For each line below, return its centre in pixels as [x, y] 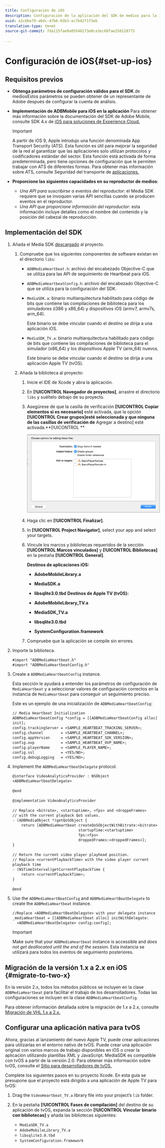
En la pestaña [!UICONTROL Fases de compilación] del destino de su [83, 1105]
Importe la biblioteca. [34, 651]
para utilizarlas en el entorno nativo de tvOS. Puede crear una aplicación [78, 1045]
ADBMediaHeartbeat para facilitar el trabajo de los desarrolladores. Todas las [81, 992]
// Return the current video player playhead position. [70, 855]
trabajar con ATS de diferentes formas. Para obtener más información [82, 167]
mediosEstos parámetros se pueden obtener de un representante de [82, 96]
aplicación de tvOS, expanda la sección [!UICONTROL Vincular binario [84, 1110]
